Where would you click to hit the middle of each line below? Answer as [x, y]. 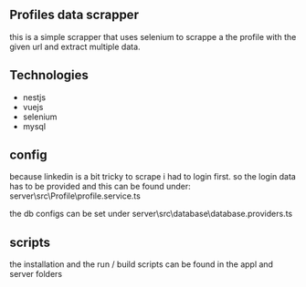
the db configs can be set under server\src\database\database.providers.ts [151, 214]
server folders [36, 274]
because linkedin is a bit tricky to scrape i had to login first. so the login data [153, 177]
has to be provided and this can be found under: [100, 187]
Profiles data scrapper [74, 15]
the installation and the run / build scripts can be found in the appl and [142, 264]
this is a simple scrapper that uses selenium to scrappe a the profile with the [153, 36]
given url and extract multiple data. [75, 46]
